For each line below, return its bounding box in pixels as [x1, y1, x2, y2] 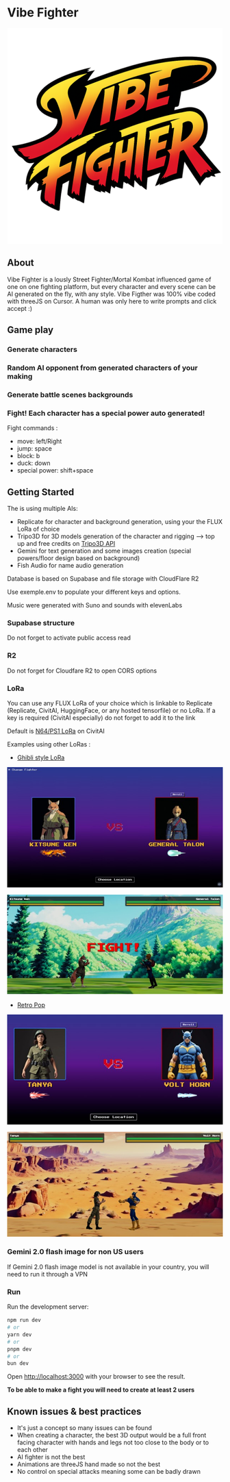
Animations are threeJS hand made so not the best [16, 1460, 161, 1468]
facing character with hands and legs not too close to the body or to [16, 1438, 209, 1446]
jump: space [16, 444, 53, 453]
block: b [16, 452, 40, 460]
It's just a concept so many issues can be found [16, 1424, 152, 1432]
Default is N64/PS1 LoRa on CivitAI [7, 727, 105, 735]
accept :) [7, 304, 33, 312]
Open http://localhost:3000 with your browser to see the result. [7, 1372, 186, 1381]
